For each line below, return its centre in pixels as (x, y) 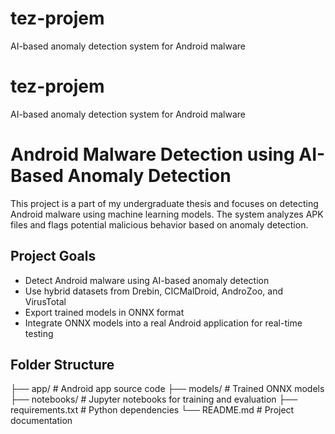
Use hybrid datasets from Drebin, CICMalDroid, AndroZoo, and (153, 291)
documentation (41, 421)
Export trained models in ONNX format (104, 312)
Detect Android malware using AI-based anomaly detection (147, 280)
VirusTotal (45, 301)
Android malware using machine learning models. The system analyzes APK (167, 214)
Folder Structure (62, 365)
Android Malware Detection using (152, 154)
